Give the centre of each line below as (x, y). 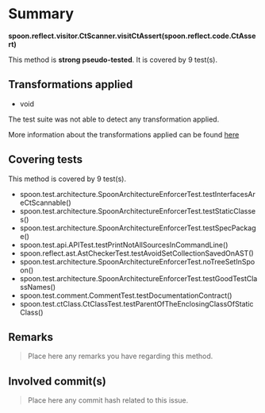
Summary (41, 14)
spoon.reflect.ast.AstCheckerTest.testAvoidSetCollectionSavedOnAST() (136, 253)
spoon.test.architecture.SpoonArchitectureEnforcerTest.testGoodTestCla (138, 278)
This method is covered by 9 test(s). (67, 179)
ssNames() (38, 287)
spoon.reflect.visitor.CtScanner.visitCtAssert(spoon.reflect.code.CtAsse (132, 36)
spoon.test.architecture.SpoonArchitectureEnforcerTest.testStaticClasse (138, 210)
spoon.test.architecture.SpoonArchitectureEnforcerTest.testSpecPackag (138, 228)
